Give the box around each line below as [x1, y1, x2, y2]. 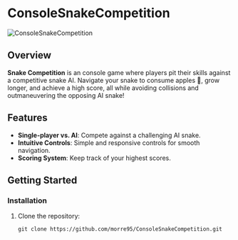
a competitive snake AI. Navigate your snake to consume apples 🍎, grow [7, 76, 219, 84]
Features [7, 112, 48, 124]
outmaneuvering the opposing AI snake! [7, 91, 125, 99]
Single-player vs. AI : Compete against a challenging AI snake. [17, 131, 201, 139]
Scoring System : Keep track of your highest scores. [17, 154, 171, 162]
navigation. [17, 146, 51, 154]
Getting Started [7, 174, 78, 186]
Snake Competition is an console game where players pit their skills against [7, 68, 231, 76]
